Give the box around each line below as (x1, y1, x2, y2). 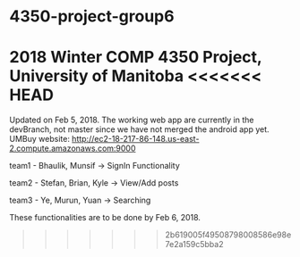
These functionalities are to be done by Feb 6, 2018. (9, 212, 201, 223)
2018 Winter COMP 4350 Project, (9, 47, 262, 68)
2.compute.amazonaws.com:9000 (9, 143, 136, 153)
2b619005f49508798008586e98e (165, 229, 292, 240)
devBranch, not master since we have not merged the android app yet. (9, 124, 270, 135)
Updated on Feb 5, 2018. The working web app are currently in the (9, 114, 254, 126)
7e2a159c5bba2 (165, 239, 224, 250)
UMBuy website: (9, 134, 70, 145)
